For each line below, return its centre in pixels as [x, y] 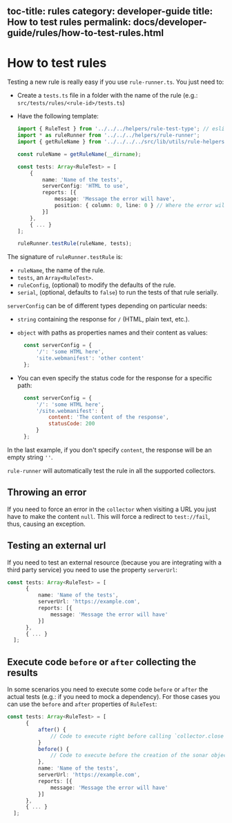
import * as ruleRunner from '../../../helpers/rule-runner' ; [108, 135]
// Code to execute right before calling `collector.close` [139, 736]
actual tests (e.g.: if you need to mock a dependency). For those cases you [114, 697]
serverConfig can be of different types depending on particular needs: [107, 306]
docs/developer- [170, 23]
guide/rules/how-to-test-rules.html [86, 33]
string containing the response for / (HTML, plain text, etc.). [103, 319]
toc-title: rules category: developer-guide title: [110, 11]
